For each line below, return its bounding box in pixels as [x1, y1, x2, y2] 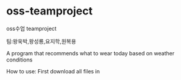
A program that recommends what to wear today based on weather [6, 49, 175, 57]
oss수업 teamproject [6, 25, 56, 32]
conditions [6, 56, 33, 63]
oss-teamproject [6, 4, 93, 18]
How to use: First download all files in [6, 67, 100, 75]
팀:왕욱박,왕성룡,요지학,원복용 [6, 37, 77, 45]
